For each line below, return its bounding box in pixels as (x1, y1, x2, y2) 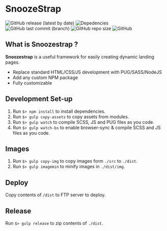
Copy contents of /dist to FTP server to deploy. (5, 192, 106, 198)
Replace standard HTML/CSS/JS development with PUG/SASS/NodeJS (12, 69, 162, 75)
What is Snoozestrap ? (5, 40, 78, 49)
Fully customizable (12, 80, 52, 86)
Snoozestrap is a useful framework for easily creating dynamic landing (5, 54, 154, 60)
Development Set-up (5, 95, 73, 104)
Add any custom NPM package (12, 74, 78, 81)
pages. (5, 59, 20, 65)
